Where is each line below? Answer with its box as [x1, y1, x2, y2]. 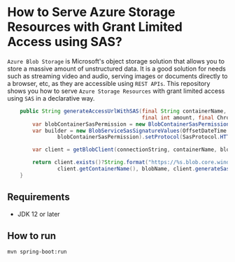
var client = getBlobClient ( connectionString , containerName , [32, 146, 218, 154]
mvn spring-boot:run [7, 249, 68, 256]
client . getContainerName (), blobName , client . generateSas [57, 166, 230, 173]
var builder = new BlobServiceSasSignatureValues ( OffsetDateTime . [32, 127, 230, 134]
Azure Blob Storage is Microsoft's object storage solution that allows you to [7, 57, 225, 65]
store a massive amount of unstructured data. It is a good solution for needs [7, 64, 226, 73]
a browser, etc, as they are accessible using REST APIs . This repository [7, 79, 211, 87]
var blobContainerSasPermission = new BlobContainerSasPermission [32, 120, 230, 128]
